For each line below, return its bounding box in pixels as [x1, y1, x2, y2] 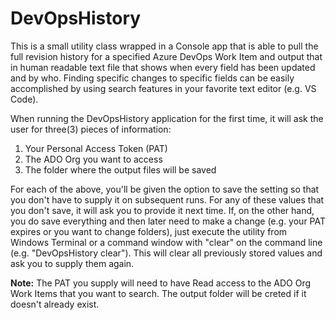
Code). [10, 93, 39, 105]
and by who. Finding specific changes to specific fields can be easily [10, 72, 295, 84]
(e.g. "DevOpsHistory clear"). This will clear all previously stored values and [10, 247, 323, 259]
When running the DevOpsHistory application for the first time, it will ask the [10, 112, 324, 124]
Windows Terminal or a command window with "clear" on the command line [10, 236, 323, 248]
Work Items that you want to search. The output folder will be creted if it [10, 287, 307, 299]
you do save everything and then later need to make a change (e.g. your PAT [10, 215, 326, 227]
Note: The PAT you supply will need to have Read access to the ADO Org [10, 277, 312, 289]
